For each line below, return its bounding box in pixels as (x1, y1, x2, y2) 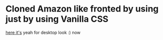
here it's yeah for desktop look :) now (5, 29, 81, 35)
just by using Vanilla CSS (5, 13, 109, 25)
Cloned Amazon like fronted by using (5, 3, 159, 14)
